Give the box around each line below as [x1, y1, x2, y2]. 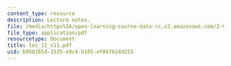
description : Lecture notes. [7, 16, 91, 23]
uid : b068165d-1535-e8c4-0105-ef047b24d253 [7, 49, 134, 56]
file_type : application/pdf [7, 29, 88, 36]
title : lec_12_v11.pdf [7, 42, 72, 49]
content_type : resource [7, 10, 76, 17]
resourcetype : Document [7, 36, 76, 43]
